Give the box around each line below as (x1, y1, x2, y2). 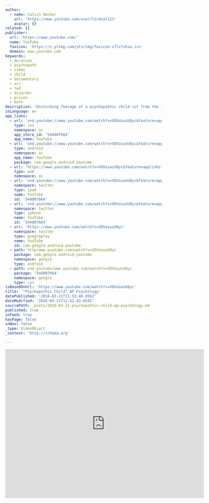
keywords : (5, 53, 26, 59)
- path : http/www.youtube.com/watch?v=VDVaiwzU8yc (9, 248, 117, 252)
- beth (9, 100, 23, 105)
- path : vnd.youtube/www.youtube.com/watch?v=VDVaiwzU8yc (9, 266, 133, 271)
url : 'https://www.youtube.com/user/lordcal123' (14, 16, 117, 21)
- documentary (9, 77, 39, 82)
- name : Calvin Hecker (9, 12, 57, 17)
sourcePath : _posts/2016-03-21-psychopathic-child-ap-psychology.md (5, 303, 150, 308)
